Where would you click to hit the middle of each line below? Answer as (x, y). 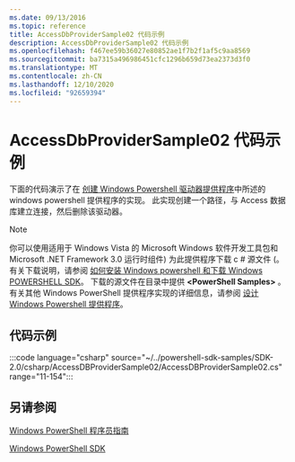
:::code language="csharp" (59, 358)
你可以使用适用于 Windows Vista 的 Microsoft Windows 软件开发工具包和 (144, 248)
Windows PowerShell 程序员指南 (69, 431)
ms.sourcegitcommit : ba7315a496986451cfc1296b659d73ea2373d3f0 (130, 59)
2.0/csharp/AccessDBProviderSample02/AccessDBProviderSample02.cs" (146, 367)
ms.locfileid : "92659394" (57, 93)
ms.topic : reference (48, 26)
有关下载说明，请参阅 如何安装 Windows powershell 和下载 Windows (136, 271)
